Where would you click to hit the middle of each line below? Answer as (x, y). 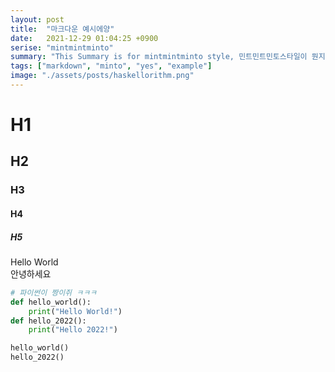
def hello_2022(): (48, 321)
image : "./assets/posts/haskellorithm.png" (102, 76)
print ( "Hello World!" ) (75, 311)
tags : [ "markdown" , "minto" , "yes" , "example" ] (111, 66)
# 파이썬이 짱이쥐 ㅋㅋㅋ (54, 292)
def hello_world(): (51, 302)
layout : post (37, 19)
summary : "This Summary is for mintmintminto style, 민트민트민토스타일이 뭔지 (168, 57)
